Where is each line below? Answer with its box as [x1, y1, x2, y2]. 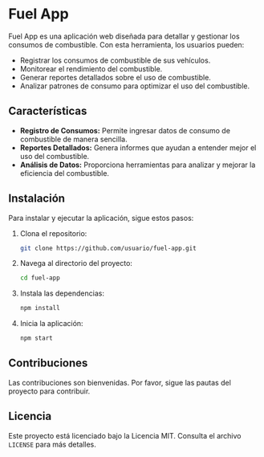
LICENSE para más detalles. [8, 439, 96, 449]
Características [8, 104, 87, 118]
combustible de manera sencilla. [19, 134, 128, 144]
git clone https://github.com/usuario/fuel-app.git [19, 244, 197, 252]
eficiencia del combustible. [19, 168, 110, 177]
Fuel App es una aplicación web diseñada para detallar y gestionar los [8, 31, 240, 41]
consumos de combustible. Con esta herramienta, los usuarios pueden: [8, 39, 245, 49]
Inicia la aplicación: [19, 319, 83, 328]
